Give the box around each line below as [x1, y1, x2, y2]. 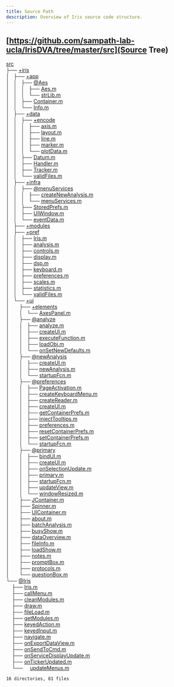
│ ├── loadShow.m [6, 546, 62, 553]
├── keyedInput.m [11, 627, 57, 634]
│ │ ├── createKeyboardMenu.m [6, 390, 98, 397]
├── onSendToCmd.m [11, 646, 66, 653]
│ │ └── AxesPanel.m [6, 310, 71, 317]
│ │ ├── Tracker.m [6, 166, 58, 174]
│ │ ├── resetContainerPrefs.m [6, 428, 94, 435]
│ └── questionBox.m [6, 571, 69, 578]
